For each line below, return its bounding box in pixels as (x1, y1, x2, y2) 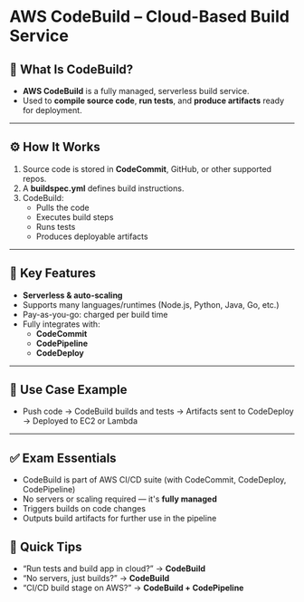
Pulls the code (35, 202, 90, 213)
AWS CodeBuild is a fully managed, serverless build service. (22, 86, 250, 96)
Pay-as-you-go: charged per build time (22, 309, 168, 320)
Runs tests (35, 221, 76, 232)
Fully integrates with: (22, 319, 101, 330)
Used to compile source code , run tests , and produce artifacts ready (22, 95, 285, 106)
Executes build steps (35, 211, 114, 223)
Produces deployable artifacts (35, 231, 148, 242)
